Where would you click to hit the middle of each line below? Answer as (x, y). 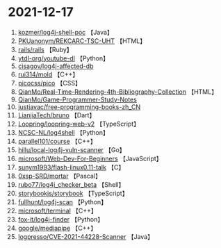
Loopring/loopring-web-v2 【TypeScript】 (79, 124)
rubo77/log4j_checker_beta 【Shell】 (71, 184)
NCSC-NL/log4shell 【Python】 (64, 132)
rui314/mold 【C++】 (48, 74)
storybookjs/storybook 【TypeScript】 (73, 193)
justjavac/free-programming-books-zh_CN (79, 107)
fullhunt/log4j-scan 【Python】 (62, 201)
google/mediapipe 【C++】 (57, 228)
